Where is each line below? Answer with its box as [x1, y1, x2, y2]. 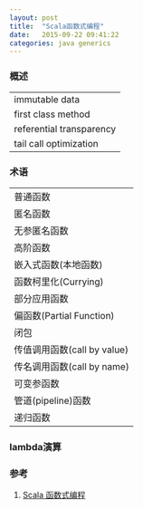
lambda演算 [9, 440, 62, 453]
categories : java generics [9, 38, 111, 48]
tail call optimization [14, 137, 100, 149]
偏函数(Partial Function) [14, 309, 115, 322]
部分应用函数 [14, 292, 70, 304]
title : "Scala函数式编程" [9, 22, 104, 31]
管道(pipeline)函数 [14, 394, 91, 407]
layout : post [9, 13, 59, 23]
